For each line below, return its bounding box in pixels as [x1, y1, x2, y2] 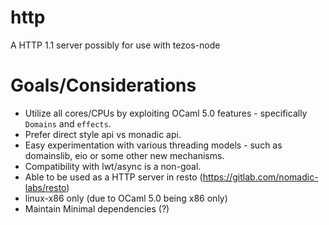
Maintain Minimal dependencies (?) [24, 202, 170, 215]
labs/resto [24, 181, 67, 193]
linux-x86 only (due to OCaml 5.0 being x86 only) [24, 192, 228, 204]
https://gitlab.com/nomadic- [202, 171, 319, 183]
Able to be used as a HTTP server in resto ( [24, 171, 203, 183]
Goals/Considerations [10, 74, 197, 97]
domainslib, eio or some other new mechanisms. [24, 149, 225, 161]
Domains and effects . [24, 117, 112, 130]
